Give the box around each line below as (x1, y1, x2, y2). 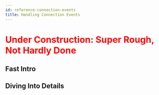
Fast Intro (5, 65, 36, 73)
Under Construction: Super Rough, (5, 34, 154, 45)
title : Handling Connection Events (5, 12, 81, 17)
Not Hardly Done (5, 44, 76, 56)
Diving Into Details (5, 82, 64, 90)
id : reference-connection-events (5, 7, 76, 13)
